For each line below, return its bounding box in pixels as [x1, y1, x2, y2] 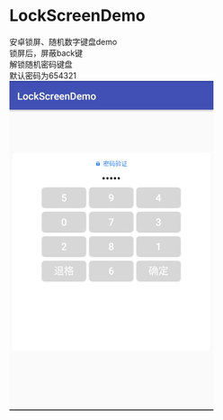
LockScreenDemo [9, 5, 146, 26]
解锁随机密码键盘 [9, 59, 73, 69]
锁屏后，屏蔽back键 [9, 47, 84, 59]
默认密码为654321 [9, 69, 76, 81]
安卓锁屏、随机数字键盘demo [9, 36, 118, 47]
